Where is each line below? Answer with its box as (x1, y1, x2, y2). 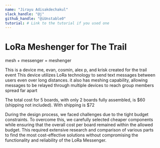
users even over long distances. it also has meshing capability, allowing (5, 77, 148, 83)
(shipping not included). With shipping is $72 (5, 102, 95, 108)
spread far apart (5, 88, 38, 94)
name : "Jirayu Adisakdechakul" (5, 7, 68, 12)
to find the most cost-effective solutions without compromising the (5, 132, 138, 138)
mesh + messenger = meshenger (5, 58, 72, 64)
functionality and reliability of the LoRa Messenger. (5, 137, 107, 143)
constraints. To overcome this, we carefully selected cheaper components (5, 117, 154, 123)
